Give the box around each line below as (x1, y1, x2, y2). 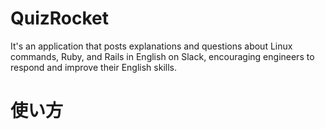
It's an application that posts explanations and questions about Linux (10, 40, 293, 52)
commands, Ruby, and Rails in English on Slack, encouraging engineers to (10, 50, 315, 62)
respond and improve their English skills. (10, 61, 178, 73)
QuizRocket (10, 7, 110, 30)
